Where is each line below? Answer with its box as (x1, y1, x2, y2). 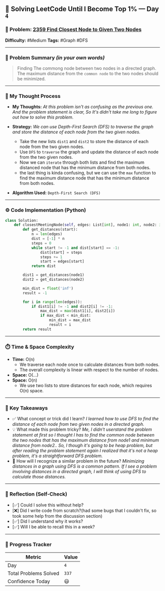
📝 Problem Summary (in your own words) (5, 54, 105, 61)
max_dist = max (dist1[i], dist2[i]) (40, 308, 115, 314)
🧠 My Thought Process (5, 92, 61, 99)
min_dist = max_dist (49, 318, 91, 323)
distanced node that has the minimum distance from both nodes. (19, 165, 151, 171)
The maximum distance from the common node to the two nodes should (17, 70, 159, 76)
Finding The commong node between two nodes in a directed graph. (17, 65, 156, 71)
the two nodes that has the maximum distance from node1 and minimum (12, 437, 159, 443)
